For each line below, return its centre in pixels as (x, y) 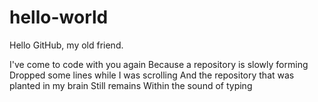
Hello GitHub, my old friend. (66, 45)
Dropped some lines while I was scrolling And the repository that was (152, 75)
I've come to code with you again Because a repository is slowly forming (159, 64)
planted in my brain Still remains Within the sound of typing (131, 85)
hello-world (59, 17)
